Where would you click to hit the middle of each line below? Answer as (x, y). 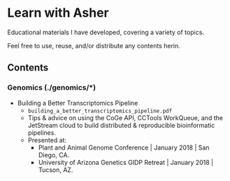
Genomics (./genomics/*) (52, 87)
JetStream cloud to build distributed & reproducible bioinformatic (121, 125)
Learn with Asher (58, 13)
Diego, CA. (54, 154)
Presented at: (47, 140)
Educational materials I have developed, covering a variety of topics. (106, 32)
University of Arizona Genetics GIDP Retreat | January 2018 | (126, 162)
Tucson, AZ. (56, 170)
